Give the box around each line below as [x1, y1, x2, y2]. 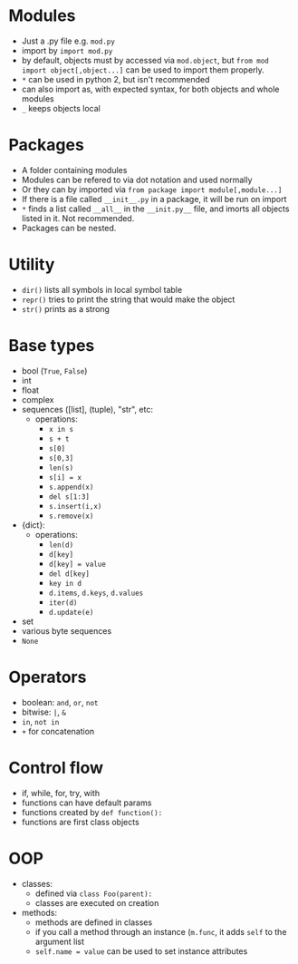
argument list [34, 936, 85, 947]
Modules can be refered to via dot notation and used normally [21, 174, 253, 185]
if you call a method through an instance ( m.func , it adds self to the [34, 926, 287, 937]
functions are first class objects [21, 816, 139, 827]
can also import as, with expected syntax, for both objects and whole [21, 83, 280, 94]
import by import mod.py [21, 44, 113, 55]
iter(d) [48, 598, 78, 608]
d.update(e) [48, 608, 94, 617]
